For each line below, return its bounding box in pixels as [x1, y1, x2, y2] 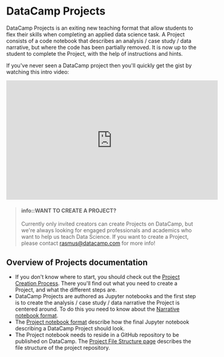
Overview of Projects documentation [6, 257, 148, 267]
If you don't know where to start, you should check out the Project [14, 273, 180, 280]
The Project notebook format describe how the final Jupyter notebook [14, 318, 190, 325]
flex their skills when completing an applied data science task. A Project [6, 30, 185, 38]
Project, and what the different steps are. [14, 286, 117, 293]
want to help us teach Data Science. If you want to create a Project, [21, 233, 189, 241]
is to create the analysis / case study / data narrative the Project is [14, 299, 180, 306]
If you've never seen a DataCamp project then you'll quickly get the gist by [6, 62, 192, 69]
